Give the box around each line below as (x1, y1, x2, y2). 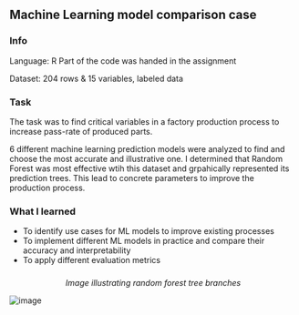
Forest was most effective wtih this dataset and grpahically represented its (9, 163, 290, 174)
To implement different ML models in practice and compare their (22, 236, 265, 247)
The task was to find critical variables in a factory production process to (9, 116, 280, 127)
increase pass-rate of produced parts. (9, 126, 153, 137)
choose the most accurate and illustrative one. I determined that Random (9, 153, 284, 164)
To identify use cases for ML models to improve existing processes (22, 226, 275, 237)
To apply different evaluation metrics (22, 255, 161, 266)
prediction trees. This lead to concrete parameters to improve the (9, 172, 255, 183)
